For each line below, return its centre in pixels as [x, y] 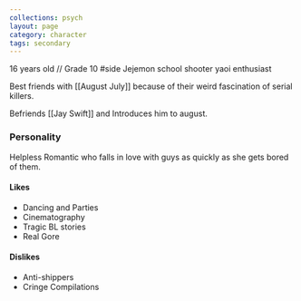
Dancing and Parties [60, 207]
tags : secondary [40, 43]
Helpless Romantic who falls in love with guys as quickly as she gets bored [149, 157]
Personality [35, 137]
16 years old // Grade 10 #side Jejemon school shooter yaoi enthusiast [141, 69]
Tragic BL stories [54, 227]
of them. [25, 166]
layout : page [34, 26]
